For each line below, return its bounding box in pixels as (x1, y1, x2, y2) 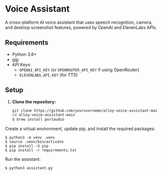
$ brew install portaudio (12, 117, 64, 122)
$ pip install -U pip (5, 144, 49, 148)
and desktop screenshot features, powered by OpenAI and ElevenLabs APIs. (5, 24, 157, 30)
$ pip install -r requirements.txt (5, 148, 77, 153)
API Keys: (12, 61, 31, 67)
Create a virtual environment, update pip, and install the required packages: (5, 126, 156, 131)
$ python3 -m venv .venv (5, 135, 55, 140)
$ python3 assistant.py (5, 166, 53, 171)
